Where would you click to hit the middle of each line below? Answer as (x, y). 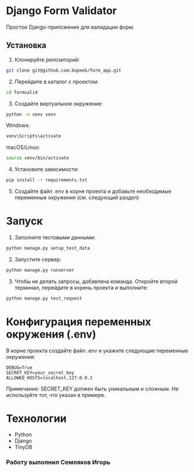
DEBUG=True (19, 368)
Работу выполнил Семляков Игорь (58, 463)
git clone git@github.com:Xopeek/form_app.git (64, 70)
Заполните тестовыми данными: (55, 237)
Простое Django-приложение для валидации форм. (70, 27)
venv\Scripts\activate (34, 136)
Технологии (37, 418)
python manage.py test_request (44, 298)
